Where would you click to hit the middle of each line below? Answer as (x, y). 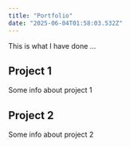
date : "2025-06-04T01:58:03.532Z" (66, 23)
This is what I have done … (52, 46)
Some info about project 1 (50, 90)
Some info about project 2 (51, 135)
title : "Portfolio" (41, 16)
